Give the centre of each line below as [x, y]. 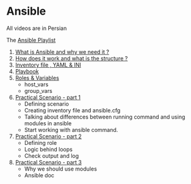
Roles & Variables [37, 78]
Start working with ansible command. [71, 130]
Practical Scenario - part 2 [49, 136]
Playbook [27, 71]
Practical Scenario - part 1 [48, 97]
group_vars [38, 90]
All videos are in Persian [37, 28]
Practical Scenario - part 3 [49, 162]
